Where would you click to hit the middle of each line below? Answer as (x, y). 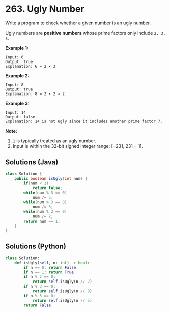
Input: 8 (15, 85)
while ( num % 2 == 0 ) (45, 211)
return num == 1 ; (42, 221)
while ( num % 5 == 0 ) (45, 193)
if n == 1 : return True (49, 272)
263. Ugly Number (45, 9)
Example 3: (17, 103)
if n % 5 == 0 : (40, 296)
